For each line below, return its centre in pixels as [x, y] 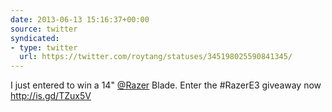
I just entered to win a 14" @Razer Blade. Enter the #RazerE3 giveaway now [166, 85]
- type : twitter [44, 47]
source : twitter [44, 29]
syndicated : [35, 38]
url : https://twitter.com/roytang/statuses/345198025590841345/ [156, 57]
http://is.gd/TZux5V [51, 96]
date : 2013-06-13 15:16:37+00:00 [80, 19]
